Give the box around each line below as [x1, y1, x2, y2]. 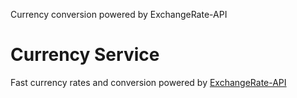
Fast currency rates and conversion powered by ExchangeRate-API [10, 76, 287, 88]
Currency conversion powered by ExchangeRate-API [10, 9, 228, 20]
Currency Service [10, 44, 160, 66]
